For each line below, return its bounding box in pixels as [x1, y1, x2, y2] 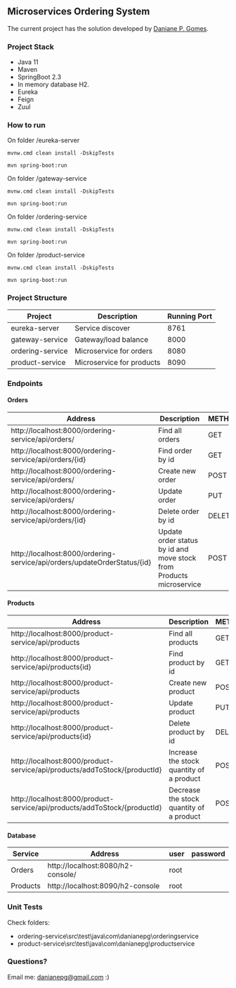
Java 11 [17, 58, 39, 66]
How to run [7, 120, 46, 130]
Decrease [168, 785, 201, 795]
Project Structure [7, 293, 67, 303]
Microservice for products [74, 357, 161, 367]
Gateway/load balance [74, 334, 149, 344]
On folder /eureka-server [7, 136, 80, 145]
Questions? [7, 956, 48, 966]
